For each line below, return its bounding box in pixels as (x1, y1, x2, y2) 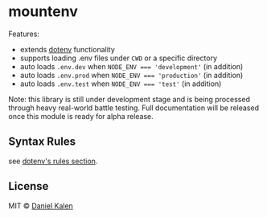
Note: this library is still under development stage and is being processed (8, 94, 251, 104)
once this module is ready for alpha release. (8, 111, 154, 121)
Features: (8, 29, 40, 39)
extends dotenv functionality (19, 44, 115, 54)
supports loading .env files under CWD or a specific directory (19, 53, 218, 63)
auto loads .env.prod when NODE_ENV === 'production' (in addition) (19, 70, 244, 80)
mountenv (8, 2, 78, 21)
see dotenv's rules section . (8, 156, 98, 166)
